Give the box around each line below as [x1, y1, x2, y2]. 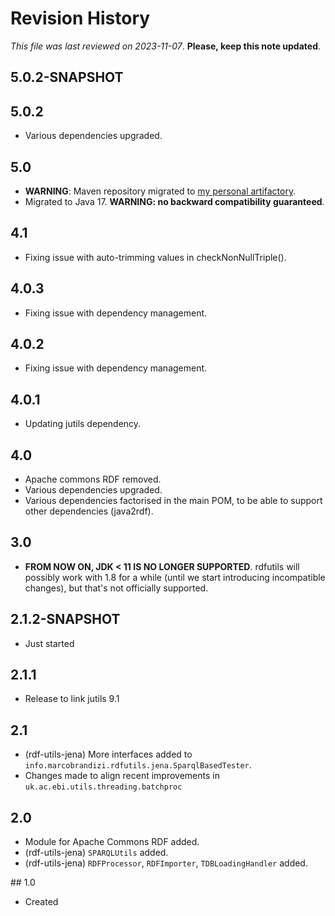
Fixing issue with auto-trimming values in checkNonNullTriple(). [24, 251, 287, 263]
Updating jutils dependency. [24, 418, 142, 430]
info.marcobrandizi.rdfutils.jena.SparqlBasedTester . [24, 759, 252, 771]
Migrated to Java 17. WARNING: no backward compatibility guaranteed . [24, 195, 325, 207]
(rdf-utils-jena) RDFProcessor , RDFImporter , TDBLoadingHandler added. [24, 857, 308, 869]
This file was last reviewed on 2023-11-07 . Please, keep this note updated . [10, 40, 322, 52]
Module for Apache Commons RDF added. [24, 836, 200, 848]
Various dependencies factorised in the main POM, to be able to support [24, 495, 323, 507]
